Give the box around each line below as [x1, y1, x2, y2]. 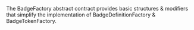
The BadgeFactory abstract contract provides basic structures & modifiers [6, 5, 189, 12]
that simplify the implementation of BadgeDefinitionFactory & [6, 11, 156, 18]
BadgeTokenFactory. [6, 18, 57, 24]
